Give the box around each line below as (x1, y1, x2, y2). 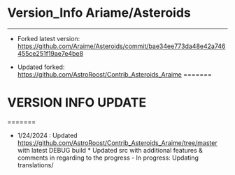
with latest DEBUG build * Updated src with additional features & (17, 146, 203, 154)
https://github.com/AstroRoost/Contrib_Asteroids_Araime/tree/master (17, 138, 218, 147)
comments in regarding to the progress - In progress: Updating (17, 153, 199, 162)
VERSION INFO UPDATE (7, 95, 147, 111)
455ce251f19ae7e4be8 (17, 49, 84, 57)
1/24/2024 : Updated (17, 131, 78, 139)
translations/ (17, 160, 54, 169)
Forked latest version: (17, 34, 80, 43)
